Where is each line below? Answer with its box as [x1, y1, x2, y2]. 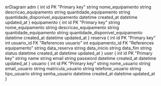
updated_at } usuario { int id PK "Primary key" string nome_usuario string [5, 60, 151, 66]
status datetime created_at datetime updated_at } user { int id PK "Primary [5, 50, 153, 56]
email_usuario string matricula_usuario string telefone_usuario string [5, 66, 142, 72]
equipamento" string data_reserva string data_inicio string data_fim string [5, 45, 152, 51]
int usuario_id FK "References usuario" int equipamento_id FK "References [5, 40, 154, 45]
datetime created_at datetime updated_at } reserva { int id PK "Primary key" [5, 35, 156, 41]
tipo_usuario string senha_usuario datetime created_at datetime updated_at [5, 71, 155, 76]
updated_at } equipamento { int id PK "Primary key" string [5, 19, 120, 25]
